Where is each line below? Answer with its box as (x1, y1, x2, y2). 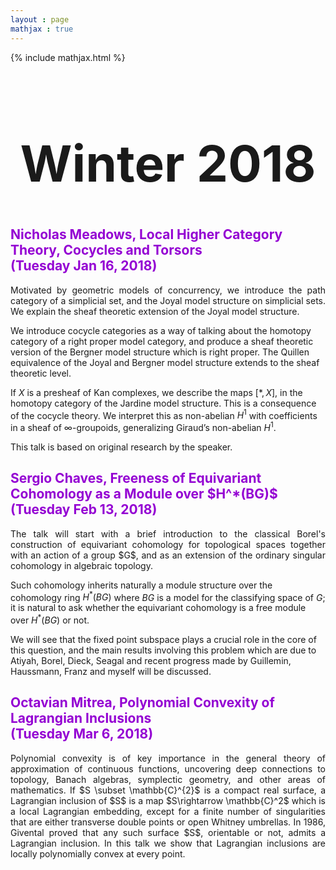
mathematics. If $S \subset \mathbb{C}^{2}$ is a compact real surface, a (10, 784, 326, 796)
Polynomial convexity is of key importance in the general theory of (10, 752, 326, 764)
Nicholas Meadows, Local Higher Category (10, 226, 283, 243)
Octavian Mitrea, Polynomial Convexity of (10, 694, 275, 711)
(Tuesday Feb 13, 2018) (10, 501, 158, 518)
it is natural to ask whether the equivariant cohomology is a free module (10, 602, 307, 614)
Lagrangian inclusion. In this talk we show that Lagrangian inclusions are (10, 837, 326, 849)
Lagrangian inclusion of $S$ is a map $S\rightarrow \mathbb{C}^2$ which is (10, 794, 326, 806)
